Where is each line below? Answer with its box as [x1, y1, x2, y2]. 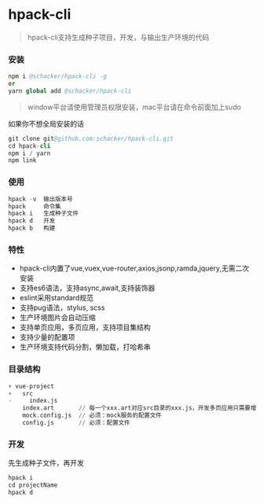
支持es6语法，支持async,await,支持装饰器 [19, 283, 156, 292]
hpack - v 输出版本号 [8, 195, 73, 203]
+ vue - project [8, 382, 55, 390]
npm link [8, 156, 37, 164]
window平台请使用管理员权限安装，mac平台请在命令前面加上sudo [27, 102, 241, 112]
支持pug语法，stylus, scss [19, 303, 105, 312]
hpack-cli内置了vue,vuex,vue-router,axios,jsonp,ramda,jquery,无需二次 [19, 263, 250, 273]
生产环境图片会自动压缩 [19, 313, 96, 322]
